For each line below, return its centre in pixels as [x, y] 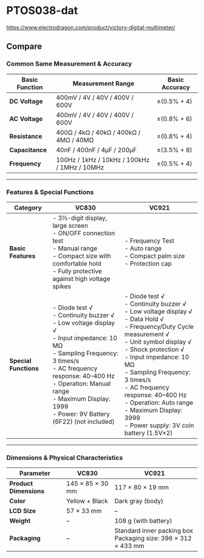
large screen [70, 226]
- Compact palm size [155, 256]
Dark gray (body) [139, 501]
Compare [24, 46]
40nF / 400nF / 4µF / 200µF [97, 150]
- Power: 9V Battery [81, 414]
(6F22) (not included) [83, 421]
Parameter [35, 474]
